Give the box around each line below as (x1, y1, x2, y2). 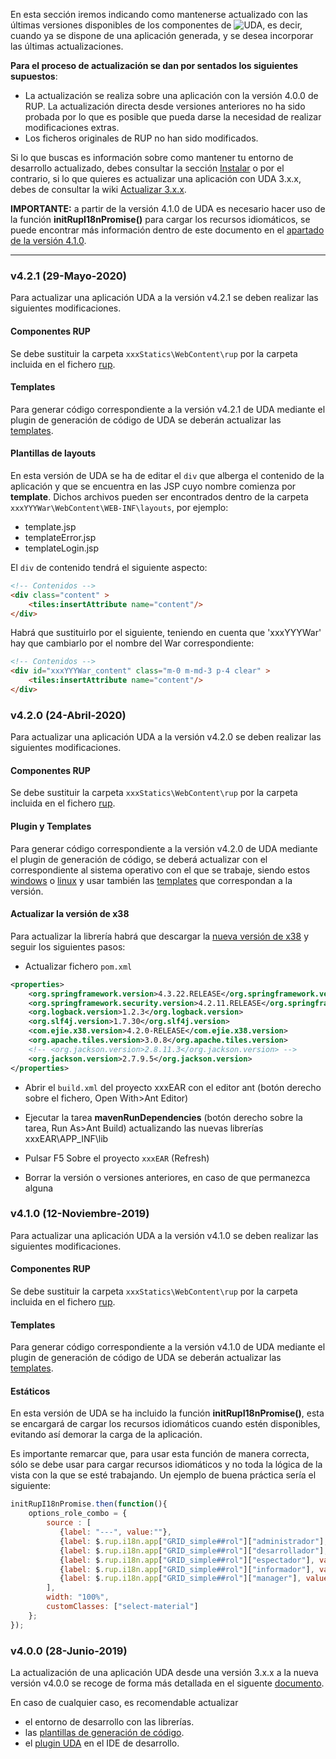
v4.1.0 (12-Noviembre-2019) (10, 1207, 150, 1221)
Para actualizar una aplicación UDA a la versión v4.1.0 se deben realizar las (10, 1229, 319, 1241)
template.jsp (24, 520, 77, 533)
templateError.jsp (24, 531, 97, 543)
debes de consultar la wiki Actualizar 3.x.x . (10, 184, 187, 195)
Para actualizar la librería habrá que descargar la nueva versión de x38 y (10, 930, 309, 942)
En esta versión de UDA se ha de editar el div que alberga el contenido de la (10, 469, 325, 481)
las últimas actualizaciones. (10, 40, 124, 52)
